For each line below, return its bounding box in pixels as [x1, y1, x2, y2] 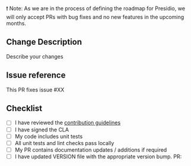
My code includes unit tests [14, 133, 83, 140]
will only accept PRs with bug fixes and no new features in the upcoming [6, 14, 184, 20]
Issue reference [6, 70, 66, 81]
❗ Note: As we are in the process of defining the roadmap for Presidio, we [6, 5, 186, 12]
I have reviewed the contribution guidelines [14, 119, 121, 127]
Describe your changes [6, 53, 64, 60]
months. [6, 20, 27, 27]
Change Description [6, 37, 82, 47]
